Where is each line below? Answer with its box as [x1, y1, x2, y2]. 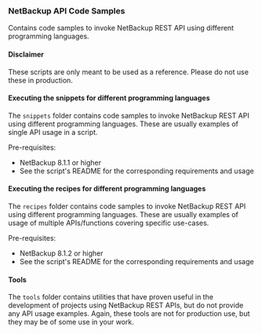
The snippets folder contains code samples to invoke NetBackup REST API [8, 111, 249, 120]
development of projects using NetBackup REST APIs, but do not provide [8, 300, 244, 310]
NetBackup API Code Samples [8, 5, 126, 16]
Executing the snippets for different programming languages [8, 93, 210, 103]
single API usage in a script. [8, 127, 98, 136]
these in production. [8, 75, 73, 85]
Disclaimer [8, 49, 45, 59]
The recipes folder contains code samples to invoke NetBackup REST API [8, 201, 246, 211]
